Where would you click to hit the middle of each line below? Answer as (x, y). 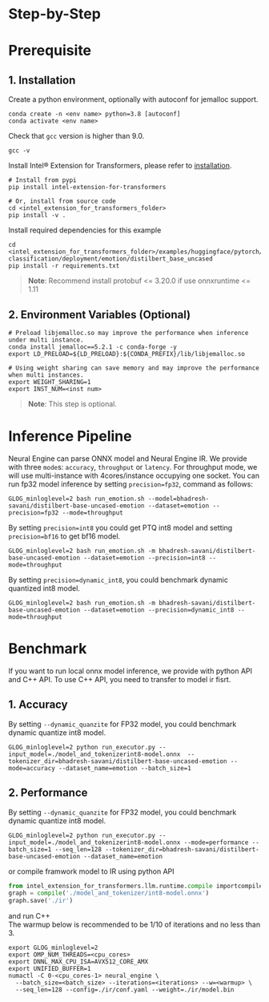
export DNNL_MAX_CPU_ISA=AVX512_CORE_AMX (78, 962)
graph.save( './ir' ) (41, 901)
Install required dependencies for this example (85, 230)
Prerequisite (50, 51)
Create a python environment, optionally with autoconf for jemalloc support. (133, 99)
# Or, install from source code (62, 201)
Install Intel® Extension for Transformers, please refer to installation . (120, 166)
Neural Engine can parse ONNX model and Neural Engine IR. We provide (128, 459)
